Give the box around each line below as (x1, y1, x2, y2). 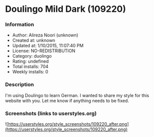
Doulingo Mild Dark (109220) (5, 3, 126, 15)
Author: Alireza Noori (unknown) (12, 32, 78, 38)
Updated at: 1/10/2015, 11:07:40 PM (12, 43, 84, 49)
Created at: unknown (12, 37, 55, 43)
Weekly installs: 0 (12, 69, 49, 75)
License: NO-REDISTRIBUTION (12, 48, 76, 54)
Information (5, 21, 34, 28)
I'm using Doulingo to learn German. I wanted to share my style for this (5, 92, 150, 98)
